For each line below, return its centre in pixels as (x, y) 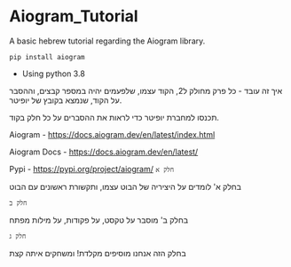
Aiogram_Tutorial (74, 16)
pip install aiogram (47, 57)
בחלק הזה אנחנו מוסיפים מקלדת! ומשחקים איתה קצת (98, 253)
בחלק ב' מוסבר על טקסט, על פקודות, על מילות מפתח (99, 220)
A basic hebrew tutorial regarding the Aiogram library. (107, 41)
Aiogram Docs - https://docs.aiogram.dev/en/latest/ (104, 152)
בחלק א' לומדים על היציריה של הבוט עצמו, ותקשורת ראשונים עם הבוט (126, 186)
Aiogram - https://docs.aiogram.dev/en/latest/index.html (112, 134)
